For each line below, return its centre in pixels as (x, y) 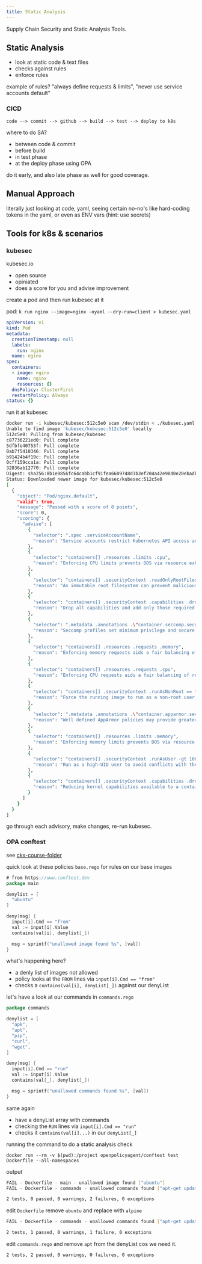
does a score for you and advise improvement (72, 288)
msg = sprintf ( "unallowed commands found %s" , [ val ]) (80, 1091)
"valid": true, (36, 502)
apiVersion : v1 (25, 322)
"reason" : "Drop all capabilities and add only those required (114, 608)
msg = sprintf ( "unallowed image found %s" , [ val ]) (76, 944)
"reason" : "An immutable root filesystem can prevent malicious (115, 585)
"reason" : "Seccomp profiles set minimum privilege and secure (114, 630)
